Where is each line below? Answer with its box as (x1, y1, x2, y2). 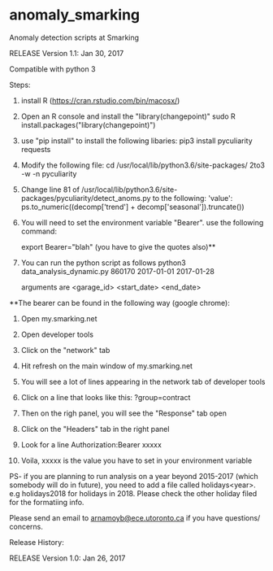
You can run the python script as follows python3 (20, 258, 186, 268)
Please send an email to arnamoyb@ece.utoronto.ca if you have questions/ (9, 512, 261, 522)
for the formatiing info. (9, 497, 84, 507)
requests (20, 144, 51, 154)
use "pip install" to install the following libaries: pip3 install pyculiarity (20, 136, 253, 146)
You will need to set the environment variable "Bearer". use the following (20, 217, 264, 227)
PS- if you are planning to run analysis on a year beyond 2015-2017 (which (9, 471, 258, 481)
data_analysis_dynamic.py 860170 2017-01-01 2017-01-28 (20, 266, 214, 276)
